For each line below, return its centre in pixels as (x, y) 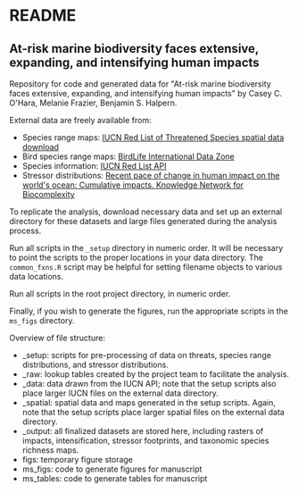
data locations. (37, 276)
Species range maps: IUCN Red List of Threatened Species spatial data (153, 138)
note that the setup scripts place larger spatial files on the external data (153, 412)
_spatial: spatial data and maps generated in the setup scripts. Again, (149, 402)
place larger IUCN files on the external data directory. (120, 393)
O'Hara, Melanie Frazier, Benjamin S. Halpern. (93, 103)
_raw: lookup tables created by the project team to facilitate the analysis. (156, 374)
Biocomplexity (48, 194)
